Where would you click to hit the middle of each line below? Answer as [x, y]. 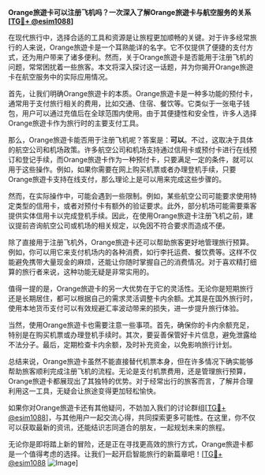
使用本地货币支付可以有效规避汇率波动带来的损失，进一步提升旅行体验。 [125, 308]
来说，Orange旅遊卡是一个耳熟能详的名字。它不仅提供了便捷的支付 [138, 47]
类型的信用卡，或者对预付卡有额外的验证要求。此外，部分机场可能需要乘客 [136, 206]
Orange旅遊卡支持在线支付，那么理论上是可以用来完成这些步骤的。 [117, 179]
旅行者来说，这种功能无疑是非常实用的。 [88, 272]
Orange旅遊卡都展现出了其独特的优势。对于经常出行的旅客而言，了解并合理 [131, 381]
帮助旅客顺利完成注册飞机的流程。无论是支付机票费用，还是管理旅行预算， [129, 371]
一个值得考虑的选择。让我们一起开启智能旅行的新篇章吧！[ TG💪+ [119, 454]
